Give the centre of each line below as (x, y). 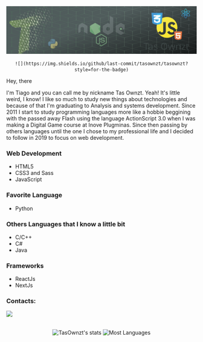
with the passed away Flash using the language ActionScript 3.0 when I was (101, 118)
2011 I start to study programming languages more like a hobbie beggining (98, 112)
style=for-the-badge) (101, 70)
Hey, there (19, 81)
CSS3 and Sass (34, 173)
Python (24, 208)
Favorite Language (34, 195)
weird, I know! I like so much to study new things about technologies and (97, 99)
